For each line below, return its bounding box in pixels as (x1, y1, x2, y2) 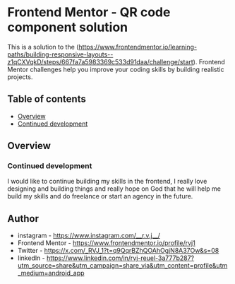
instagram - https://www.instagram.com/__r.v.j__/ (17, 231, 160, 240)
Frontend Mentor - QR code (7, 4, 171, 20)
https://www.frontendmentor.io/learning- (78, 42, 198, 51)
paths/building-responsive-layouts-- (7, 50, 114, 59)
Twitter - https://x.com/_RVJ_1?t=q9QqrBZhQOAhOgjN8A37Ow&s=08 (17, 247, 219, 255)
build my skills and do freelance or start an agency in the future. (7, 192, 193, 201)
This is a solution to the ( (7, 42, 79, 51)
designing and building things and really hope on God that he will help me (7, 184, 221, 193)
